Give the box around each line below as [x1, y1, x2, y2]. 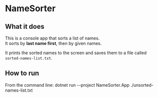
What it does [5, 22, 45, 31]
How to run [5, 69, 39, 78]
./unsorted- [130, 82, 154, 88]
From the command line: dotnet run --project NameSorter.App [5, 82, 130, 88]
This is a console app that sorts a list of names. [5, 35, 100, 41]
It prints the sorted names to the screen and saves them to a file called [5, 50, 147, 56]
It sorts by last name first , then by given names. [5, 40, 102, 46]
